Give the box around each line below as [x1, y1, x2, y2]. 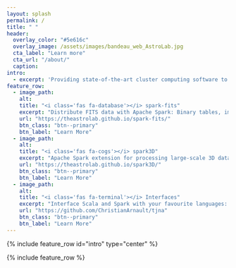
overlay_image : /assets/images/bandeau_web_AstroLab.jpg [13, 43, 184, 50]
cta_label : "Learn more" [13, 50, 86, 57]
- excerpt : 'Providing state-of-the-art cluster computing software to [13, 75, 228, 83]
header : [6, 30, 30, 37]
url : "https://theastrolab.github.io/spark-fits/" [19, 115, 171, 122]
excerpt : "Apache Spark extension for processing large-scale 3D [19, 154, 216, 162]
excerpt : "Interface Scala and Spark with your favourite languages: [19, 200, 228, 208]
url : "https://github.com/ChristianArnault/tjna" [19, 207, 168, 214]
